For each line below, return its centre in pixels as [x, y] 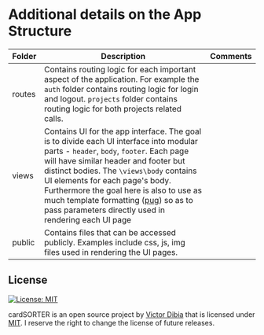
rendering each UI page [88, 219]
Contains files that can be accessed [110, 232]
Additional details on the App [105, 15]
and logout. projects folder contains [111, 98]
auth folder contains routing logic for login [121, 89]
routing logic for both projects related [113, 109]
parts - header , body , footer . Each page [117, 151]
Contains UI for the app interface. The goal [123, 131]
